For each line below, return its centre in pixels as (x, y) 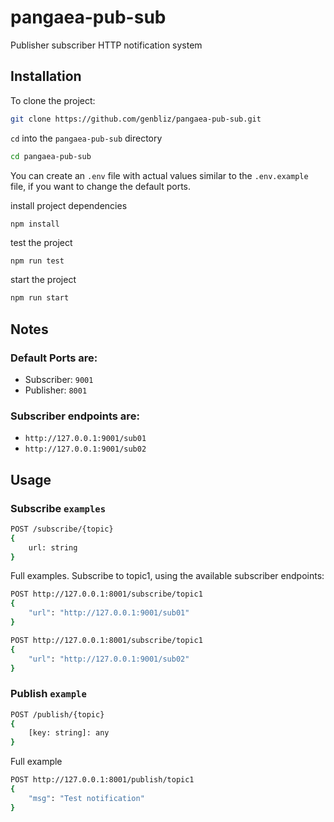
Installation (46, 76)
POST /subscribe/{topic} (62, 529)
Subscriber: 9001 (59, 379)
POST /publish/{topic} (57, 714)
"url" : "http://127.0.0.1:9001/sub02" (109, 659)
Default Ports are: (54, 358)
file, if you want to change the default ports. (101, 186)
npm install (35, 224)
